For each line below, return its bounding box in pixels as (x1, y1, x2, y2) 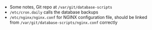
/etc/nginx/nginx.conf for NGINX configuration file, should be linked (9, 15, 148, 20)
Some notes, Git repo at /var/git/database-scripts (9, 4, 112, 10)
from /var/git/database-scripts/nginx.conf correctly (9, 19, 118, 25)
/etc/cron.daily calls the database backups (9, 9, 98, 15)
